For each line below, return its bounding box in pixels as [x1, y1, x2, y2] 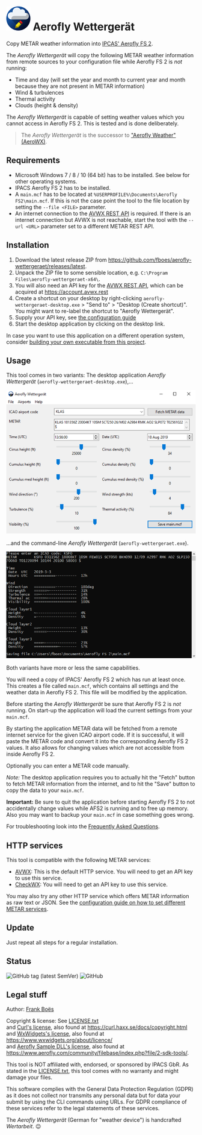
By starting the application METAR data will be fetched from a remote [6, 725, 177, 732]
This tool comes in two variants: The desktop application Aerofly [6, 371, 166, 379]
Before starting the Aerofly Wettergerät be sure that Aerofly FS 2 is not [6, 700, 182, 708]
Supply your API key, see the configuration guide [14, 313, 136, 321]
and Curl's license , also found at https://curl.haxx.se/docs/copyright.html [6, 1023, 188, 1031]
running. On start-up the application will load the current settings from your [6, 707, 192, 714]
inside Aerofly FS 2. [6, 750, 55, 758]
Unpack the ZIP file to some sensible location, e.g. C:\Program [14, 269, 168, 276]
